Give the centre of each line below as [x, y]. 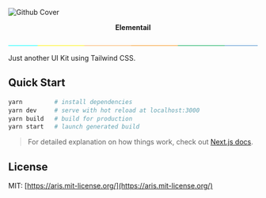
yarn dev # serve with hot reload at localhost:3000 [104, 110]
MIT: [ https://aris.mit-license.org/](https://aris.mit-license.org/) [111, 186]
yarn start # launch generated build [74, 127]
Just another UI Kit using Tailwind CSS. [72, 58]
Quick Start [37, 83]
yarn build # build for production [70, 118]
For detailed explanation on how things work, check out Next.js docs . [140, 142]
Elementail [133, 27]
